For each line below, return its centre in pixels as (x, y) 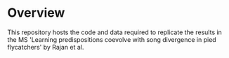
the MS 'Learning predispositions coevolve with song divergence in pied (112, 39)
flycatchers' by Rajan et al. (46, 47)
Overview (36, 13)
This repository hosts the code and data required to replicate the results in (115, 32)
